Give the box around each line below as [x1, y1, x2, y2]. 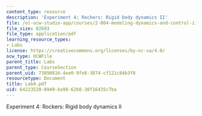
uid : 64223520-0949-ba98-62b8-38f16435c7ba [6, 87, 117, 93]
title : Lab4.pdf [6, 81, 47, 87]
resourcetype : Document [6, 75, 66, 81]
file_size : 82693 [6, 25, 50, 32]
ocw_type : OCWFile [6, 53, 52, 59]
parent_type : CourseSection [6, 64, 77, 71]
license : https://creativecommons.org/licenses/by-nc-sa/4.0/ [6, 48, 165, 54]
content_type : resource [6, 8, 66, 15]
